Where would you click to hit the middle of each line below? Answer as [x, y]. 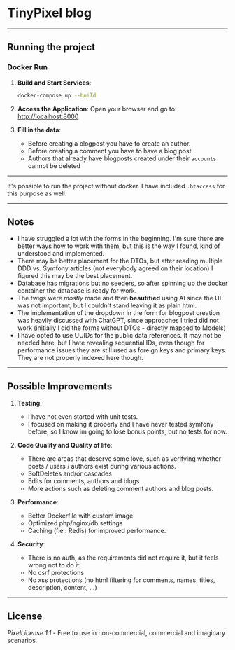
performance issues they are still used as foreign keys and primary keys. [122, 350]
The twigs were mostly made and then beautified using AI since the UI [119, 298]
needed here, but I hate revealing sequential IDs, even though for [111, 343]
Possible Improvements [60, 386]
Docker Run [27, 67]
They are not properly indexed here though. [80, 358]
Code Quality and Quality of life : [65, 445]
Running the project [51, 47]
